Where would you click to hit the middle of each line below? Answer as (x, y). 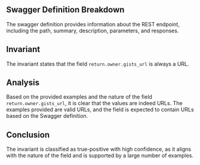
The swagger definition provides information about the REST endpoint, (93, 24)
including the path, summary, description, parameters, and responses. (93, 30)
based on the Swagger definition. (47, 116)
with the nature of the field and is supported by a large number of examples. (100, 155)
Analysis (23, 83)
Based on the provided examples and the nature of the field (79, 97)
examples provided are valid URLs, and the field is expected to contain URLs (100, 109)
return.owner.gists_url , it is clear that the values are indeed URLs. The (95, 103)
